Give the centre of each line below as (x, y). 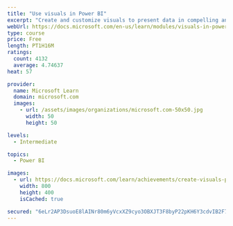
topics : (18, 154)
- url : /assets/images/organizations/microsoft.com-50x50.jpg (111, 110)
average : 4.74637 (38, 65)
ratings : (20, 53)
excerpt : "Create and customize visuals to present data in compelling (113, 20)
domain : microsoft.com (46, 97)
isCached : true (42, 199)
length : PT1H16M (31, 46)
